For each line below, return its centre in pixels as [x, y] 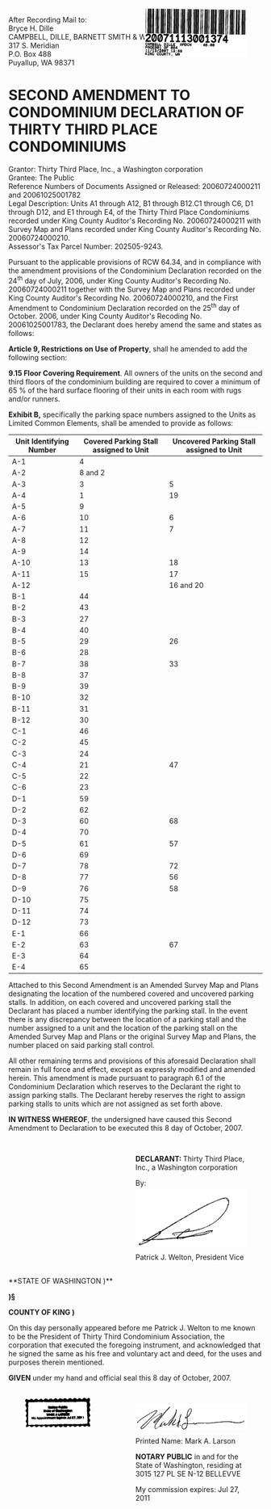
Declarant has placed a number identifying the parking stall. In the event [128, 1011]
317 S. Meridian [34, 45]
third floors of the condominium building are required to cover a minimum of [134, 382]
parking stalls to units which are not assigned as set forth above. [116, 1103]
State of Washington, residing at [189, 1465]
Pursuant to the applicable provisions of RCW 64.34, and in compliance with [135, 262]
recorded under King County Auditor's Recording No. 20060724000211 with [135, 221]
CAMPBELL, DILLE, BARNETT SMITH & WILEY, [86, 37]
